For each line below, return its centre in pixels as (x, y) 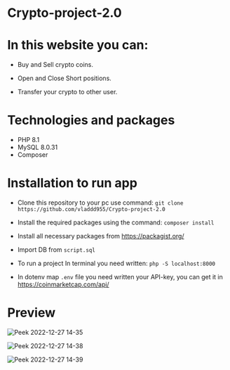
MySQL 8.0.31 (38, 147)
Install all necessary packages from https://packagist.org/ (101, 236)
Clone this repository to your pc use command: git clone (100, 203)
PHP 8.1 (28, 140)
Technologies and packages (91, 120)
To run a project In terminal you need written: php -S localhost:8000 (116, 263)
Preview (32, 313)
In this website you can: (78, 45)
